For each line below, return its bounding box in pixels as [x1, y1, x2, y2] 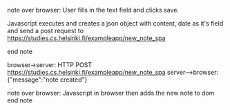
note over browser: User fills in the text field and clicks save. [7, 6, 180, 14]
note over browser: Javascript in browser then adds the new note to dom [7, 89, 215, 97]
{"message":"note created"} [7, 75, 88, 84]
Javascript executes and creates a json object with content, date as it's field [7, 19, 224, 27]
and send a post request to [7, 27, 84, 35]
